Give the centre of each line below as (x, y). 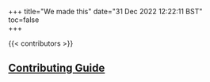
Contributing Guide (57, 68)
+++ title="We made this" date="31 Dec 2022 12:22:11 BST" (105, 11)
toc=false (24, 20)
